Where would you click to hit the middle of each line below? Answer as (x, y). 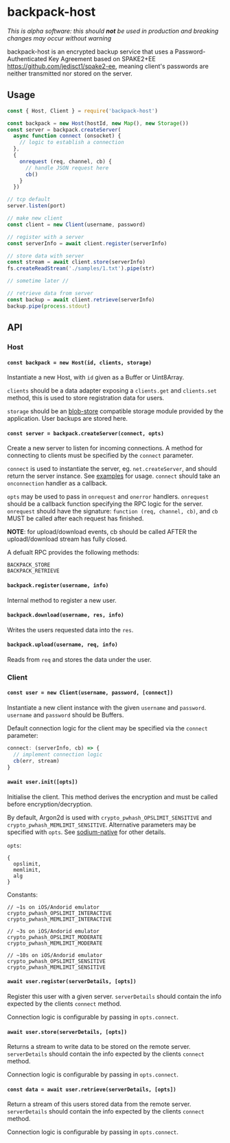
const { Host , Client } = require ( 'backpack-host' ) (82, 111)
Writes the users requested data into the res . (70, 630)
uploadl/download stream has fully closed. (67, 539)
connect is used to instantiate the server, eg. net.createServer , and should (112, 469)
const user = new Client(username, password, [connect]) (90, 693)
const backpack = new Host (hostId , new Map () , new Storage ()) (98, 123)
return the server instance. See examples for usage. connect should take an (114, 476)
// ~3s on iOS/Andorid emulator (53, 931)
